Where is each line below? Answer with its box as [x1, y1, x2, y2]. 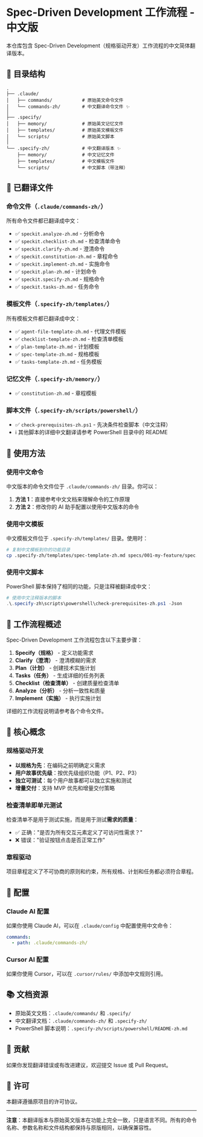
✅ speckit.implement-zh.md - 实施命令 [14, 260, 111, 267]
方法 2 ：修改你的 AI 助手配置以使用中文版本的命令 [14, 503, 140, 511]
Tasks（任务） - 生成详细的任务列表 [14, 671, 105, 679]
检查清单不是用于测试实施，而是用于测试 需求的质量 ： [6, 816, 139, 823]
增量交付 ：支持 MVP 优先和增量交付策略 [14, 784, 115, 791]
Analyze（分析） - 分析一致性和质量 [14, 686, 106, 694]
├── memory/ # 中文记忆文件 [17, 152, 115, 158]
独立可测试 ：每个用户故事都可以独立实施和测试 [14, 777, 132, 784]
